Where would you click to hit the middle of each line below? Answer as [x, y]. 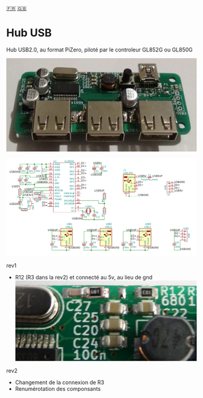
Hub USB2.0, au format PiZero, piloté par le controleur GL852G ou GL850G [100, 50]
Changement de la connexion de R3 [60, 382]
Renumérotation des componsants [58, 389]
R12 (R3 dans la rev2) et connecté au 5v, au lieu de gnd [84, 277]
